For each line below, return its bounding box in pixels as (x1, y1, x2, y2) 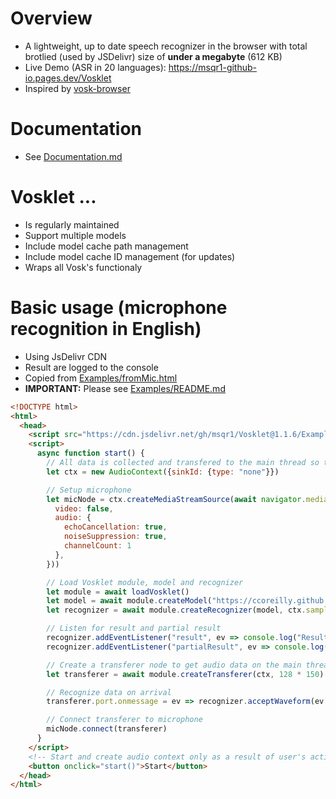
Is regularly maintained (24, 218, 120, 231)
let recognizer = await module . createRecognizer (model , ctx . (46, 605, 307, 616)
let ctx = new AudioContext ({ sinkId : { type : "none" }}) (46, 467, 280, 477)
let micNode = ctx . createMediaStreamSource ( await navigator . (46, 494, 307, 504)
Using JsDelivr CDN (24, 350, 108, 362)
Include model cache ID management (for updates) (24, 250, 236, 262)
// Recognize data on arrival (46, 687, 172, 697)
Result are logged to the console (24, 361, 159, 373)
